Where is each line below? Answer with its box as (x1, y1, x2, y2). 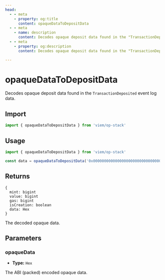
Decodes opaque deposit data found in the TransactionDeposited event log (5, 90, 157, 96)
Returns (5, 172, 30, 180)
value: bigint (9, 194, 38, 199)
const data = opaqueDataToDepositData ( (5, 158, 87, 163)
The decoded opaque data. (5, 220, 60, 226)
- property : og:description (14, 44, 71, 49)
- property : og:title (14, 16, 58, 21)
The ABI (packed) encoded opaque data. (5, 270, 87, 276)
